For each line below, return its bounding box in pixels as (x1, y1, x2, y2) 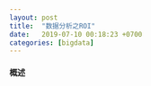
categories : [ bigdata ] (9, 38, 94, 47)
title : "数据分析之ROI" (9, 21, 96, 30)
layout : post (9, 13, 58, 22)
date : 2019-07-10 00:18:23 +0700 (9, 30, 143, 39)
